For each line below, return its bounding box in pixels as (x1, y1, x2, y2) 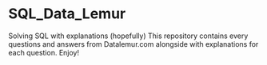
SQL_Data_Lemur (8, 5, 126, 23)
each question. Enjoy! (8, 48, 80, 57)
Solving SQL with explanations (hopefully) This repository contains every (8, 31, 249, 40)
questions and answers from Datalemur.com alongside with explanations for (8, 39, 259, 48)
